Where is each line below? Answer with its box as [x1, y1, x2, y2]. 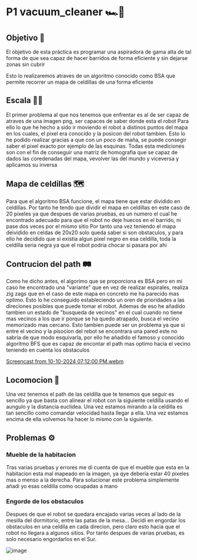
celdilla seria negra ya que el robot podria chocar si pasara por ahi [6, 241, 167, 248]
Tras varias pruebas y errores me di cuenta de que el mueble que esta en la [6, 463, 189, 470]
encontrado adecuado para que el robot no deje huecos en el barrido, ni [6, 216, 181, 223]
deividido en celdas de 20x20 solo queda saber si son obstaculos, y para [6, 228, 183, 236]
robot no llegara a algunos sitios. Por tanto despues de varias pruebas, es [6, 529, 185, 536]
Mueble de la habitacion [6, 450, 76, 459]
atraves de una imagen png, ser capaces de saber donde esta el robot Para [6, 117, 189, 124]
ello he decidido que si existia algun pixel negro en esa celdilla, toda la [6, 235, 176, 242]
